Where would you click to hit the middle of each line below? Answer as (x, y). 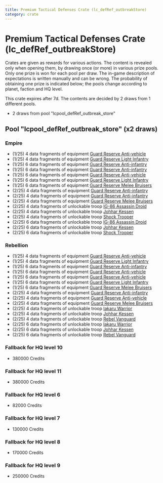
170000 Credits (28, 452)
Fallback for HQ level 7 (33, 418)
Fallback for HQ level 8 (33, 442)
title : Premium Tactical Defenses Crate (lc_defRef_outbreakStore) (76, 10)
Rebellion (17, 245)
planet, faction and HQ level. (34, 89)
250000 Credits (28, 476)
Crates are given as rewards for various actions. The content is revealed (79, 63)
